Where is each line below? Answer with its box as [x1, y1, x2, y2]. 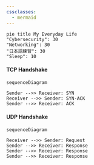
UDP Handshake [6, 113, 49, 121]
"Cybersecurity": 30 [6, 36, 59, 42]
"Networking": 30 [6, 42, 50, 48]
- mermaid [12, 15, 36, 21]
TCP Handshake [6, 66, 48, 73]
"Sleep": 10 [6, 53, 36, 59]
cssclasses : [6, 8, 36, 15]
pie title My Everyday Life [6, 31, 78, 37]
